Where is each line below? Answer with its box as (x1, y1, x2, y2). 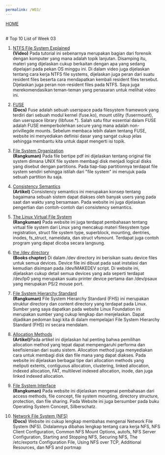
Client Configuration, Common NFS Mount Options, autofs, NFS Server (12, 428, 156, 434)
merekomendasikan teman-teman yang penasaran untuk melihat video (12, 87, 156, 92)
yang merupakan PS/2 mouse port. (12, 281, 84, 287)
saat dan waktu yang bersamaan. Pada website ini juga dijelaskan (12, 199, 146, 205)
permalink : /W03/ (5, 7, 41, 12)
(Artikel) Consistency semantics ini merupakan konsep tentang (12, 188, 141, 194)
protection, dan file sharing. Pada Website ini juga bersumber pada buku (12, 398, 159, 404)
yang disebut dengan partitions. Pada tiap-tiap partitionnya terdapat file (12, 163, 158, 169)
